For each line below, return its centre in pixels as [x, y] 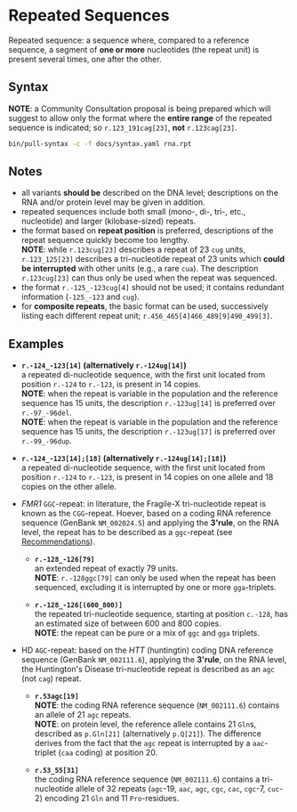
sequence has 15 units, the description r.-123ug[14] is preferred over [148, 403]
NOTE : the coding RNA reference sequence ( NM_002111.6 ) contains [157, 705]
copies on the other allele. [69, 487]
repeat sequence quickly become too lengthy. [105, 240]
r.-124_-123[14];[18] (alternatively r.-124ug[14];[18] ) [124, 459]
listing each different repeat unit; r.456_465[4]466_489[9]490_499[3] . [147, 316]
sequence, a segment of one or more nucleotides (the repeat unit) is [134, 49]
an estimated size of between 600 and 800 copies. [128, 623]
